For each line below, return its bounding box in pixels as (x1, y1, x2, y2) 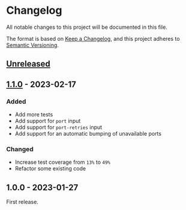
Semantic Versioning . (6, 41, 59, 49)
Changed (6, 145, 34, 153)
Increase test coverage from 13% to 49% (14, 158, 111, 166)
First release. (6, 199, 39, 206)
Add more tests (14, 111, 53, 118)
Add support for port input (14, 118, 81, 125)
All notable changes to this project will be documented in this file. (6, 23, 168, 31)
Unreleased (6, 59, 51, 69)
